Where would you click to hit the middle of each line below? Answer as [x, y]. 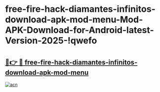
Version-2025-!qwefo [51, 41]
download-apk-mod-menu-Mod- [74, 20]
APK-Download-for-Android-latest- [80, 30]
